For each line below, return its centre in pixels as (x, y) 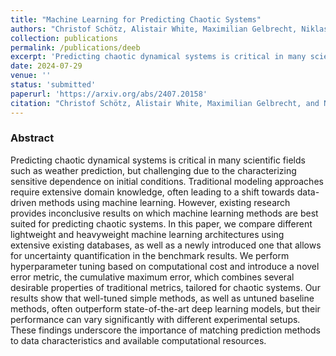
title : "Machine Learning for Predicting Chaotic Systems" (136, 19)
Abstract (32, 138)
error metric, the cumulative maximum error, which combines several (152, 277)
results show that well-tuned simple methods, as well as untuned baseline (162, 298)
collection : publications (64, 38)
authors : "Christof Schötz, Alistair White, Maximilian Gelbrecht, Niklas (169, 29)
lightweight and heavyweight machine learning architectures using (147, 234)
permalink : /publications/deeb (75, 47)
